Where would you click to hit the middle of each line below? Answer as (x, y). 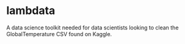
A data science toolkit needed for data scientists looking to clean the (92, 28)
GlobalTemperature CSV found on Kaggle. (59, 34)
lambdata (31, 11)
